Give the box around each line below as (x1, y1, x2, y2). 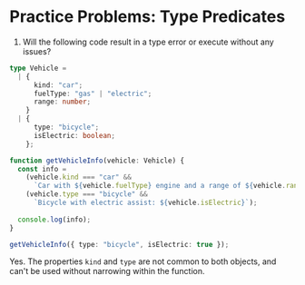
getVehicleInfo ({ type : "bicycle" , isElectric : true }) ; (9, 240, 230, 249)
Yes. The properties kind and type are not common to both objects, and (9, 256, 277, 267)
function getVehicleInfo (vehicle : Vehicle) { (9, 156, 184, 165)
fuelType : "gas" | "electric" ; (33, 89, 152, 98)
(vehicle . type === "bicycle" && (25, 190, 148, 199)
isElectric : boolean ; (33, 131, 116, 140)
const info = (17, 164, 67, 173)
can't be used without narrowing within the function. (9, 266, 205, 277)
